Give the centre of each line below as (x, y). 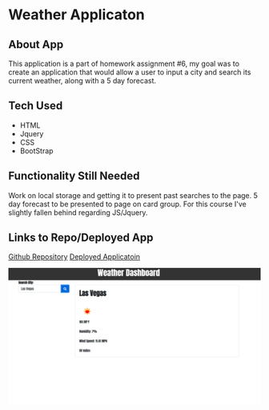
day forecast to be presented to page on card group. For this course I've (127, 204)
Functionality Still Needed (74, 176)
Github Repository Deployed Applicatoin (74, 257)
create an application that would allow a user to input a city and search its (130, 72)
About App (36, 45)
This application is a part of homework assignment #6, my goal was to (124, 63)
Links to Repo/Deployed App (81, 238)
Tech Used (36, 106)
